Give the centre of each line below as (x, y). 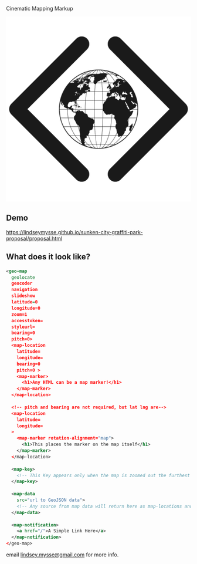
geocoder (22, 283)
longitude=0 (26, 308)
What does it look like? (48, 257)
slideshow (23, 296)
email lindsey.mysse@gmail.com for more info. (62, 555)
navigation (25, 290)
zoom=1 (19, 314)
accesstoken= (27, 320)
